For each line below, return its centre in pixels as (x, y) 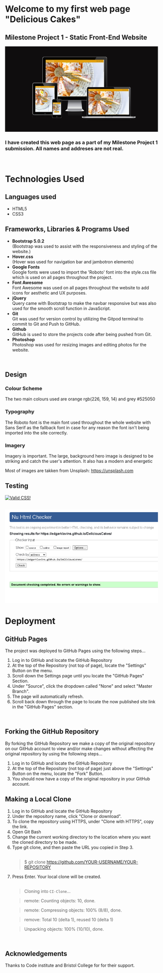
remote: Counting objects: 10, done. (60, 900)
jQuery (19, 298)
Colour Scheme (24, 388)
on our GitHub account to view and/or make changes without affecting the (79, 748)
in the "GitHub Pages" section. (43, 707)
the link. (20, 826)
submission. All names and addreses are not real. (64, 149)
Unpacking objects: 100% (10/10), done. (64, 929)
